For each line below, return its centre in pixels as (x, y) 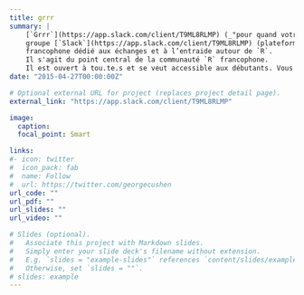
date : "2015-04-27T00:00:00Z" (66, 77)
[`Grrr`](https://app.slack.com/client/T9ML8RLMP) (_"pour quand (152, 34)
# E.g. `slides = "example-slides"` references (105, 260)
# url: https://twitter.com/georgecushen (90, 185)
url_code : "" (34, 193)
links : (22, 151)
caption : (34, 126)
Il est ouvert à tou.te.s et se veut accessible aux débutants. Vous (160, 69)
